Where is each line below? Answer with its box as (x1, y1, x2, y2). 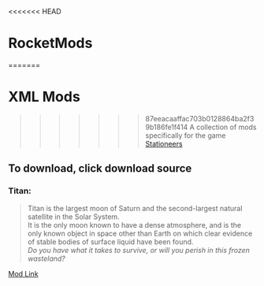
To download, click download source (8, 162, 192, 176)
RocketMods (8, 35, 93, 52)
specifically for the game (145, 130, 226, 140)
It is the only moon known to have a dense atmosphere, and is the (27, 220, 242, 229)
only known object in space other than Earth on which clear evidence (27, 228, 253, 238)
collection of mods (195, 122, 257, 132)
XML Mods (8, 88, 80, 106)
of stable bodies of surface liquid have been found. (27, 236, 194, 247)
